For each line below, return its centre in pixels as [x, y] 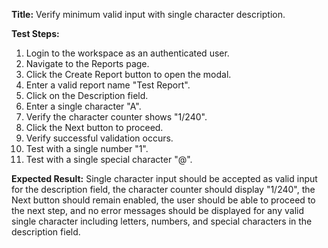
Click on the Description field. [87, 95]
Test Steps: [35, 33]
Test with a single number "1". [87, 148]
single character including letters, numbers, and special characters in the [162, 221]
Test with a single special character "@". [109, 159]
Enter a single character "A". [83, 106]
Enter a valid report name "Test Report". [108, 85]
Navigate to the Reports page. [87, 63]
